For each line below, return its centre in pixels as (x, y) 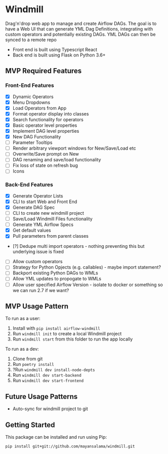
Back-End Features (29, 185)
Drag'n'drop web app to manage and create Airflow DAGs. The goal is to (81, 23)
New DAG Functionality (37, 137)
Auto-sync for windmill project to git (50, 409)
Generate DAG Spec (33, 207)
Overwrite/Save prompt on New (46, 154)
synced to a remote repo (31, 40)
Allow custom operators (38, 262)
